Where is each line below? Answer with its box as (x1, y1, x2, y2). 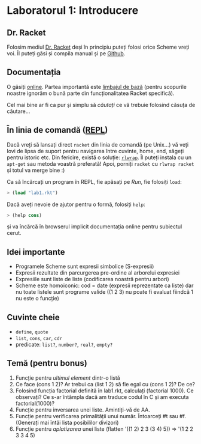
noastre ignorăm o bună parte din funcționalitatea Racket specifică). (7, 90, 175, 97)
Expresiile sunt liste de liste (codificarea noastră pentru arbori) (15, 276, 169, 283)
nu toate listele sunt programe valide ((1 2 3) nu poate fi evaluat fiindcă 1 (15, 288, 194, 296)
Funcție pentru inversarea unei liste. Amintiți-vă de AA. (15, 406, 150, 413)
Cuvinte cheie (7, 312, 60, 322)
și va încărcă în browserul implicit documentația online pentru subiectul (7, 223, 182, 230)
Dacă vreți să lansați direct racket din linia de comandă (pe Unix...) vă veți (7, 141, 189, 148)
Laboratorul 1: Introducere (7, 4, 139, 17)
